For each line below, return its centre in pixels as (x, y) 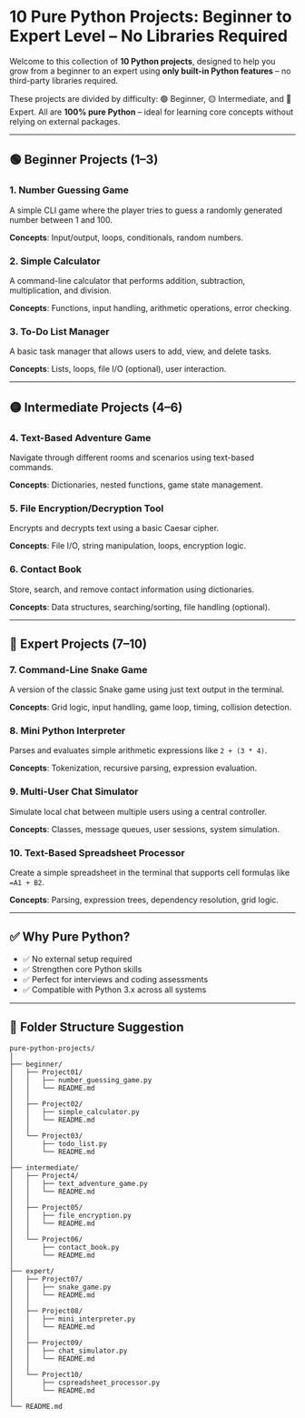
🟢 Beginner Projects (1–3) (84, 160)
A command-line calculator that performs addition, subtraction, (128, 280)
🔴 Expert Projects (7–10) (79, 644)
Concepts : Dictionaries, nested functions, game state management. (136, 485)
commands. (32, 467)
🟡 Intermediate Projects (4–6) (96, 407)
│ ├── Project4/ (44, 1175)
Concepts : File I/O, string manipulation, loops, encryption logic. (128, 546)
